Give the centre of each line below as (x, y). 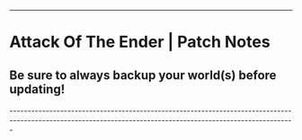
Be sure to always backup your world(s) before (143, 75)
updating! (37, 89)
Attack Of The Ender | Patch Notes (140, 42)
